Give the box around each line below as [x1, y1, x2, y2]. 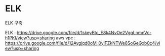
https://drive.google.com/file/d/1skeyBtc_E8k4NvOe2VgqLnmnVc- [16, 29, 152, 35]
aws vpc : [56, 35, 76, 41]
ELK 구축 [5, 20, 23, 26]
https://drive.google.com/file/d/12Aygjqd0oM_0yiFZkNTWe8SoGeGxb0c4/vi [5, 40, 161, 46]
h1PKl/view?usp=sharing [5, 35, 55, 41]
